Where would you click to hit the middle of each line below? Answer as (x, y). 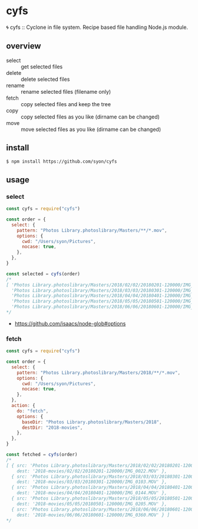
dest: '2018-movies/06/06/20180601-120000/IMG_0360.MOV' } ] (93, 515)
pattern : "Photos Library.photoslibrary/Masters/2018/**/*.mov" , (99, 373)
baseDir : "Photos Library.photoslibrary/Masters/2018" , (92, 422)
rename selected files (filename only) (66, 91)
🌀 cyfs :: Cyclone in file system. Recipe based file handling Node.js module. (97, 27)
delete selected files (45, 79)
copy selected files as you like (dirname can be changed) (90, 117)
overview (24, 46)
